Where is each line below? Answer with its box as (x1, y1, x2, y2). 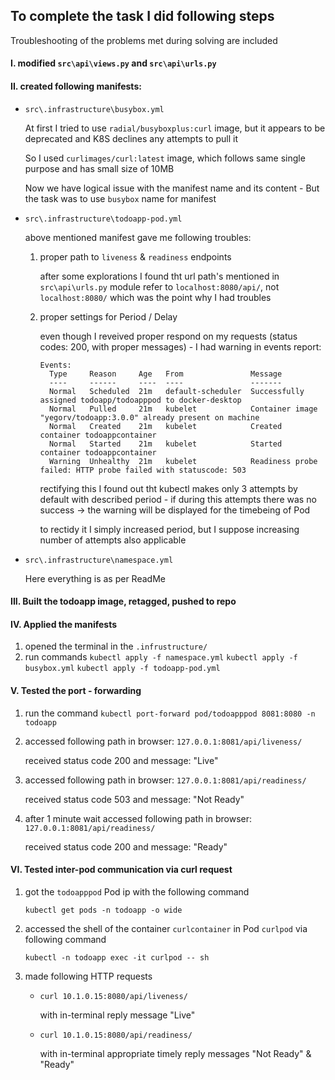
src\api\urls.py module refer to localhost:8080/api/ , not (39, 280, 280, 293)
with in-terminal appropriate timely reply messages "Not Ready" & (39, 1047, 312, 1059)
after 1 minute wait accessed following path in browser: (24, 812, 253, 824)
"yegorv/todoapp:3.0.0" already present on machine (39, 412, 260, 423)
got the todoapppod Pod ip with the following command (24, 885, 250, 898)
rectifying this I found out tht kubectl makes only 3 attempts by (39, 482, 298, 494)
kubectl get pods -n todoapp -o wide (24, 905, 183, 915)
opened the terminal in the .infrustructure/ (24, 640, 208, 653)
